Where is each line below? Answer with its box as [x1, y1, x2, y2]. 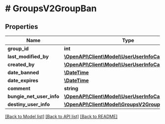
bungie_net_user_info [7, 93, 60, 99]
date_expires [7, 77, 38, 84]
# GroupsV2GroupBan [5, 3, 97, 14]
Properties [5, 23, 38, 31]
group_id [7, 45, 29, 52]
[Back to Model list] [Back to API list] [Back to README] [5, 114, 118, 119]
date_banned [7, 69, 39, 76]
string [64, 85, 79, 92]
